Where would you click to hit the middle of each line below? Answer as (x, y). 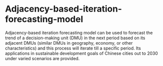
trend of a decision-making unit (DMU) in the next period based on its (75, 38)
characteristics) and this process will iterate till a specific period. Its (73, 48)
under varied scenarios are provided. (42, 58)
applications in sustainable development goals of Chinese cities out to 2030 (81, 53)
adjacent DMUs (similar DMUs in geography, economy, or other (69, 43)
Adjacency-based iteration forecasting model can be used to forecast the (79, 33)
